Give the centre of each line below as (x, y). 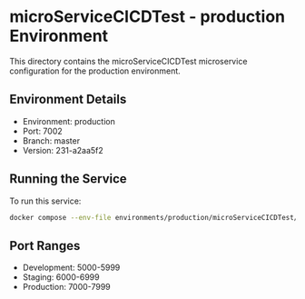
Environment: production (69, 121)
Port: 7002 (43, 131)
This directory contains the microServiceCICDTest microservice (128, 61)
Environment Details (68, 100)
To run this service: (45, 201)
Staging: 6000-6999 (61, 277)
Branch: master (51, 140)
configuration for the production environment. (95, 71)
